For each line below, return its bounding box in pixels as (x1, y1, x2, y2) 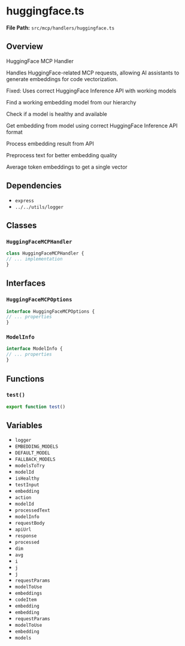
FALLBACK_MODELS (14, 456, 56, 463)
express (14, 198, 34, 204)
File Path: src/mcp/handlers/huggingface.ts (6, 24, 115, 31)
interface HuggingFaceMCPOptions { (6, 308, 95, 315)
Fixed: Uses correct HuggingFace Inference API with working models (6, 87, 177, 94)
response (14, 533, 37, 539)
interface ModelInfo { (6, 346, 63, 352)
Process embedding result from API (6, 140, 94, 147)
